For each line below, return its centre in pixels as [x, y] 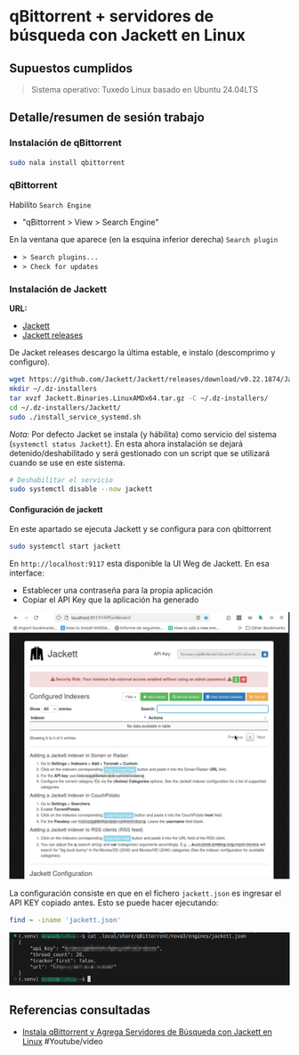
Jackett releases [52, 335]
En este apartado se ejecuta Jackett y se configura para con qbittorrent [140, 529]
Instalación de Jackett [58, 289]
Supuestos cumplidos [71, 68]
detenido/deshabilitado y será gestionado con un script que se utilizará [139, 453]
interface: [27, 573]
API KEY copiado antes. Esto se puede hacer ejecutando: [114, 903]
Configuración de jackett [56, 509]
